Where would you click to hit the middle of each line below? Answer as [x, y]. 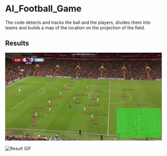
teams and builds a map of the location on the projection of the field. [75, 27]
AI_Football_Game [43, 9]
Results [17, 43]
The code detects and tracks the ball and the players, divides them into [78, 22]
